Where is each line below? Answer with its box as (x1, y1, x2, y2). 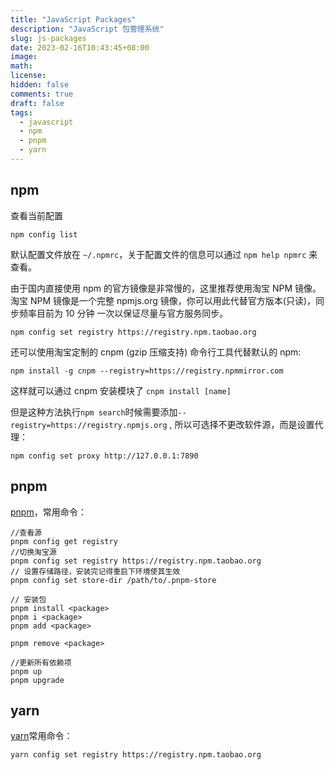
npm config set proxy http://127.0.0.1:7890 (10, 451, 199, 461)
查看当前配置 (10, 209, 63, 221)
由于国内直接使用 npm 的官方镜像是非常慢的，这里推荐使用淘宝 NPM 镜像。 (10, 282, 322, 294)
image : (10, 52, 38, 62)
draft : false (10, 98, 65, 108)
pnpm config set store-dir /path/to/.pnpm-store (10, 575, 217, 585)
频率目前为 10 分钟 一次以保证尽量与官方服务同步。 (18, 307, 229, 319)
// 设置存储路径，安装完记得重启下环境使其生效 (10, 566, 181, 576)
